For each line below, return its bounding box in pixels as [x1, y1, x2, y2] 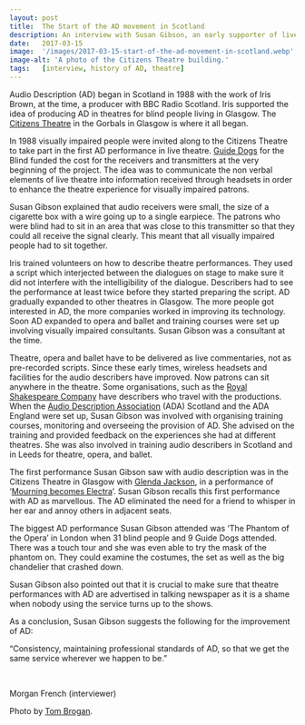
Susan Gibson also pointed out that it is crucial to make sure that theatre [9, 579, 280, 590]
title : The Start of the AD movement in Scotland [9, 22, 205, 31]
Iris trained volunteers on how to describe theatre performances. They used [9, 257, 293, 268]
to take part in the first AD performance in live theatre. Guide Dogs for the [9, 144, 285, 155]
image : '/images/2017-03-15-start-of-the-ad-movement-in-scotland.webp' [9, 47, 295, 56]
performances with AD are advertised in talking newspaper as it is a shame [9, 588, 290, 600]
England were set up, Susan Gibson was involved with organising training [9, 410, 284, 421]
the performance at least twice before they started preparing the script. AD [9, 286, 290, 297]
